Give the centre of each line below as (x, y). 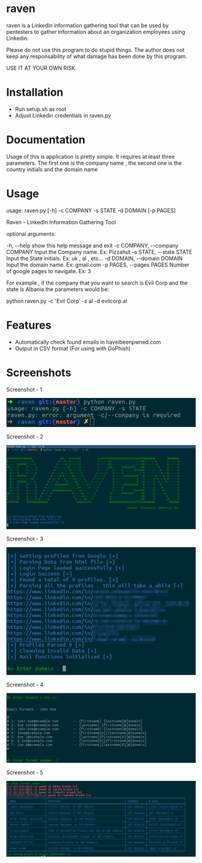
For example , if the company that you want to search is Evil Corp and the (97, 283)
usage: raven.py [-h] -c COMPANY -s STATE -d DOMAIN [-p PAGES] (91, 210)
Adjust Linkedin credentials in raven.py (63, 115)
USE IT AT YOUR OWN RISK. (41, 68)
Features (29, 325)
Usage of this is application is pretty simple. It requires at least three (90, 156)
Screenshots (39, 372)
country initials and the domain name (52, 169)
